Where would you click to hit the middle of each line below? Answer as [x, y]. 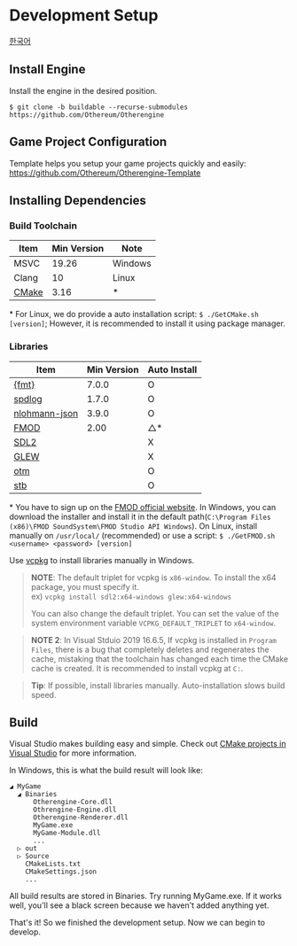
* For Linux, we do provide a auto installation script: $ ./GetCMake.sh [134, 314]
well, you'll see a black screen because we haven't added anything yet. [139, 905]
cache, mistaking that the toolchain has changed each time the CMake [160, 659]
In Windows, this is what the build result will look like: [106, 771]
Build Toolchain [43, 225]
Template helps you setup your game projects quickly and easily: [128, 163]
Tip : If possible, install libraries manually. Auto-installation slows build [158, 685]
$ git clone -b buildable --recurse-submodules [99, 107]
